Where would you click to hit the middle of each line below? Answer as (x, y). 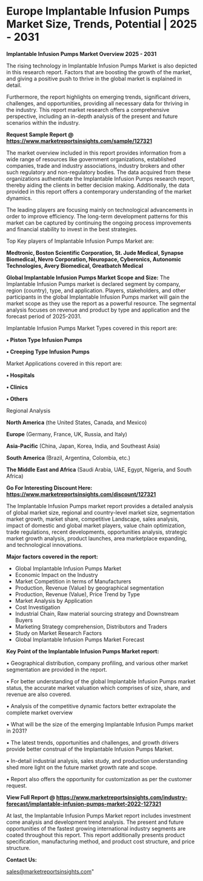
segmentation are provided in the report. (57, 669)
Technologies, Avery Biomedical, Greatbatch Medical (75, 265)
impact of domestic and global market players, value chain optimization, (96, 525)
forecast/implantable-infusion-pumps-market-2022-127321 (84, 804)
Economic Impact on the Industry (56, 575)
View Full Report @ (31, 797)
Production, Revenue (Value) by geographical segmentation (90, 588)
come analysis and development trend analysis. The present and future (95, 822)
